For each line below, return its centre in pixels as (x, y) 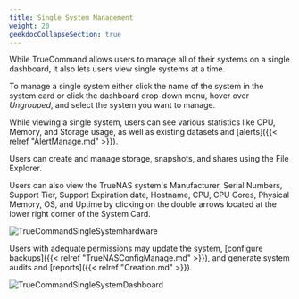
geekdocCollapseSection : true (66, 34)
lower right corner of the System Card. (80, 214)
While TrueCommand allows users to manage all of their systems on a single (149, 60)
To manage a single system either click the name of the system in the (137, 87)
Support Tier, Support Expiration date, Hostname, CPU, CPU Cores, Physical (149, 195)
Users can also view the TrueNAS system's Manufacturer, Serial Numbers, (146, 186)
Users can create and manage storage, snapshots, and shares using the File (149, 159)
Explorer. (26, 168)
